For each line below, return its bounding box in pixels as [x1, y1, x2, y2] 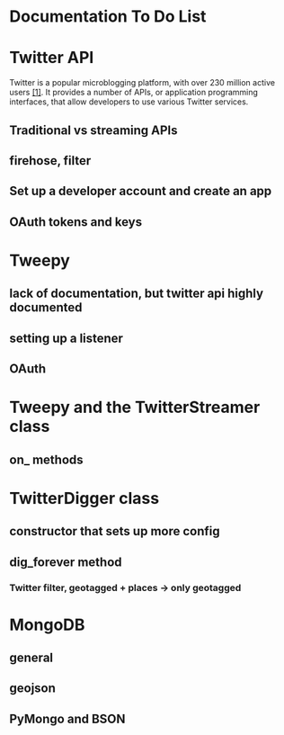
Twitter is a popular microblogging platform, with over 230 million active [9, 77, 276, 88]
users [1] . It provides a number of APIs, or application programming [9, 87, 259, 98]
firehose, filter [9, 153, 92, 168]
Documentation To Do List [9, 6, 207, 27]
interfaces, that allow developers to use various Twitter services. [9, 96, 249, 107]
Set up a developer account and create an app [9, 184, 272, 199]
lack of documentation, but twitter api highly [9, 286, 263, 301]
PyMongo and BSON [9, 711, 126, 726]
